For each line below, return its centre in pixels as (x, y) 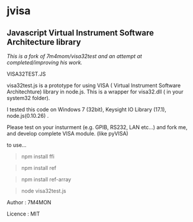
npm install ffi (38, 156)
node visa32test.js (44, 191)
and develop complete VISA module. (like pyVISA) (68, 133)
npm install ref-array (46, 179)
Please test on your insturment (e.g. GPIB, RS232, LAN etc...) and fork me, (97, 127)
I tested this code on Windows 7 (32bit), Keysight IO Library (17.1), (86, 110)
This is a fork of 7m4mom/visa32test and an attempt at (75, 56)
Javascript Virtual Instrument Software (81, 33)
